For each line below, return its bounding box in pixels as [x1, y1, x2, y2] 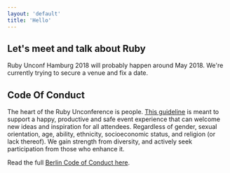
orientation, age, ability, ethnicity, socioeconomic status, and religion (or [7, 130, 216, 139]
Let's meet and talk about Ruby [7, 43, 146, 55]
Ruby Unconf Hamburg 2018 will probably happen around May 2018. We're [7, 61, 224, 70]
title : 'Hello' [7, 17, 52, 24]
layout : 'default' [7, 10, 61, 18]
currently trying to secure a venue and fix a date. [7, 69, 149, 77]
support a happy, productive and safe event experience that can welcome [7, 115, 221, 123]
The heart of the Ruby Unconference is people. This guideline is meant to [7, 108, 219, 116]
